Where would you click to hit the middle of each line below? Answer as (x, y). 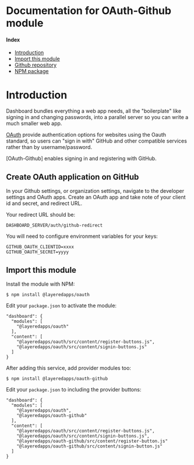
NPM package (31, 71)
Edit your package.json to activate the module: (61, 306)
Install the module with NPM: (40, 284)
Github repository (36, 65)
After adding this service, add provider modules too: (68, 368)
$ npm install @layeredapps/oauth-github (57, 379)
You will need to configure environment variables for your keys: (82, 236)
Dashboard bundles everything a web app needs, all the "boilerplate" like (94, 111)
